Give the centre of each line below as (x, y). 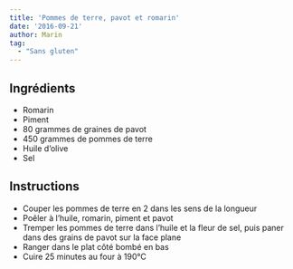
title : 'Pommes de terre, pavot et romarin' (95, 18)
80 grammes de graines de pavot (85, 129)
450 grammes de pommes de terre (88, 139)
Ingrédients (43, 88)
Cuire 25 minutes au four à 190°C (84, 256)
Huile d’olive (45, 148)
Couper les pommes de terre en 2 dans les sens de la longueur (140, 208)
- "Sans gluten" (48, 52)
